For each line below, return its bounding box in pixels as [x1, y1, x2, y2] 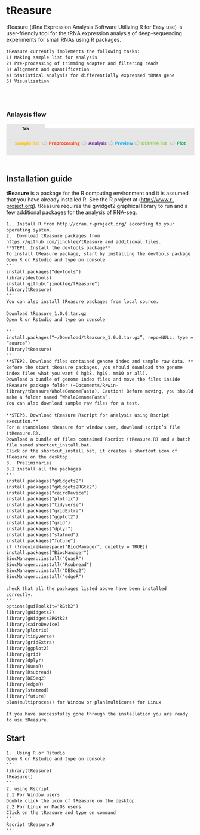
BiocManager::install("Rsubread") [6, 561, 93, 568]
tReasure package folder [6, 382, 68, 389]
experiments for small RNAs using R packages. [6, 36, 121, 43]
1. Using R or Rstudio [6, 750, 66, 756]
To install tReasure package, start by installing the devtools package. [6, 250, 194, 257]
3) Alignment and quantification [6, 66, 90, 72]
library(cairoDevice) [6, 621, 60, 628]
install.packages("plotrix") [6, 496, 79, 502]
